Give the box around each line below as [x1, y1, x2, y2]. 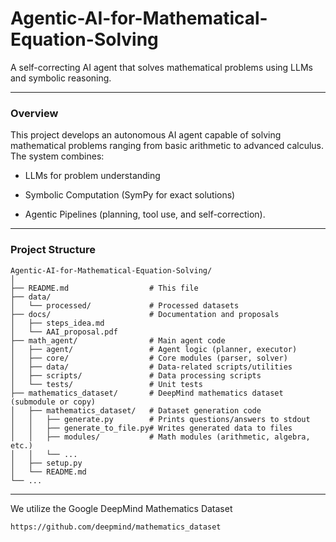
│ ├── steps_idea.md [10, 318, 105, 328]
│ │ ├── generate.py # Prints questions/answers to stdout [10, 414, 311, 424]
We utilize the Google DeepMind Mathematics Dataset [10, 502, 233, 514]
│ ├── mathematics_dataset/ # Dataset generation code [10, 405, 262, 416]
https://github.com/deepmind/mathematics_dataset [10, 522, 222, 532]
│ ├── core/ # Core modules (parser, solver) [10, 353, 288, 363]
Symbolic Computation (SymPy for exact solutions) [24, 189, 236, 201]
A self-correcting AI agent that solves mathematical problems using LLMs [10, 61, 313, 73]
